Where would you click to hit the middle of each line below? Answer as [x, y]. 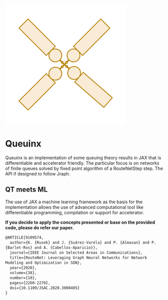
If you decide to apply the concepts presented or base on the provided [80, 222]
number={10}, [23, 278]
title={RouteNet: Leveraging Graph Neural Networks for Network [78, 258]
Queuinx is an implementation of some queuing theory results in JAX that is [83, 157]
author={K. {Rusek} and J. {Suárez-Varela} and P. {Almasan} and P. [83, 243]
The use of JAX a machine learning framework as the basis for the [74, 202]
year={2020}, [23, 268]
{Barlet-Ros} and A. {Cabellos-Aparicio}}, [52, 248]
